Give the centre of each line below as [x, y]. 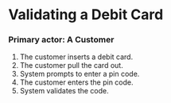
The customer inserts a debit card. [76, 57]
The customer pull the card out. [71, 65]
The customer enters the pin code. [76, 82]
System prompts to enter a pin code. [80, 74]
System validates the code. [64, 91]
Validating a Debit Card [86, 15]
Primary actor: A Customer [61, 40]
